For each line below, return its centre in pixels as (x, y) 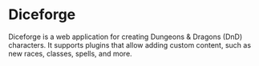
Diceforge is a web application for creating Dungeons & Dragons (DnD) (125, 37)
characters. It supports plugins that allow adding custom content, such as (129, 45)
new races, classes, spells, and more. (70, 53)
